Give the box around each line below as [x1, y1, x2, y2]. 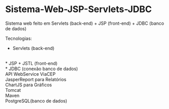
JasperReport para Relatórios [5, 76, 67, 82]
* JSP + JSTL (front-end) [5, 60, 58, 66]
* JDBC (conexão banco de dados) [5, 66, 78, 72]
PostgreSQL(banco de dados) [5, 97, 67, 104]
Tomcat [5, 87, 21, 93]
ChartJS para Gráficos [5, 82, 52, 88]
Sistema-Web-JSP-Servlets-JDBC [5, 4, 152, 15]
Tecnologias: [5, 35, 32, 41]
